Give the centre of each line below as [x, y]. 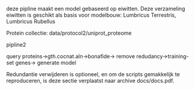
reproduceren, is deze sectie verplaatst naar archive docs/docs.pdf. [90, 81]
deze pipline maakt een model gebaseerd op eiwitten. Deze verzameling [96, 9]
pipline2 [16, 45]
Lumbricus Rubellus [31, 21]
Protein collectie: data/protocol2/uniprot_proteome [69, 33]
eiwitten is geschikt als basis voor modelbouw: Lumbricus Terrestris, [91, 15]
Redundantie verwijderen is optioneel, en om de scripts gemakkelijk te [93, 74]
